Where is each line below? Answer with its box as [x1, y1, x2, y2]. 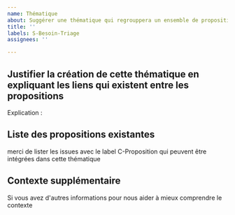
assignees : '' [7, 36, 49, 43]
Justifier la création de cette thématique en [7, 68, 199, 80]
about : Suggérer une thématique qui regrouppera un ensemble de [7, 17, 199, 24]
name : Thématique [7, 10, 58, 17]
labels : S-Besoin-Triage [7, 29, 80, 37]
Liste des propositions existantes [7, 128, 155, 140]
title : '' [7, 23, 36, 30]
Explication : [7, 108, 43, 117]
